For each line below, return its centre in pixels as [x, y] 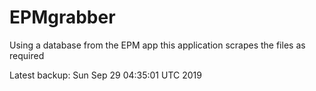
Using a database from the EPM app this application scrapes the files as [157, 45]
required [27, 55]
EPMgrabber [62, 17]
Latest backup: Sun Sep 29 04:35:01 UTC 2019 [105, 75]
